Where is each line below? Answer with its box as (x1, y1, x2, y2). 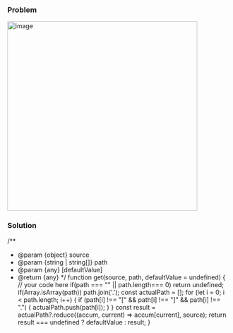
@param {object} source (17, 250, 90, 259)
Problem (7, 5, 37, 15)
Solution (7, 221, 37, 231)
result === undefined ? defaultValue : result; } (17, 317, 150, 326)
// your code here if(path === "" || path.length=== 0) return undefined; (17, 280, 225, 289)
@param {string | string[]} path (17, 258, 108, 266)
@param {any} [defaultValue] (17, 265, 103, 274)
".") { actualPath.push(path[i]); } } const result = (17, 303, 156, 311)
